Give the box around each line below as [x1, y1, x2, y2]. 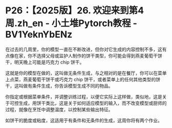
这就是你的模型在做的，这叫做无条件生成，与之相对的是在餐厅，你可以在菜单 [5, 70, 167, 76]
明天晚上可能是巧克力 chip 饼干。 [14, 59, 84, 65]
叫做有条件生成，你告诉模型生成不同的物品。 [18, 82, 113, 89]
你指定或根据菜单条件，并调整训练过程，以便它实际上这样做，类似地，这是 [5, 93, 162, 100]
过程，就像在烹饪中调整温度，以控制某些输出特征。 [5, 106, 113, 113]
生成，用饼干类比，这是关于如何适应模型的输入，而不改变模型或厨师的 [18, 100, 167, 106]
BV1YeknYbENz [5, 29, 73, 40]
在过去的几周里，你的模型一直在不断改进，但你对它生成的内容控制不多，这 [5, 46, 162, 52]
